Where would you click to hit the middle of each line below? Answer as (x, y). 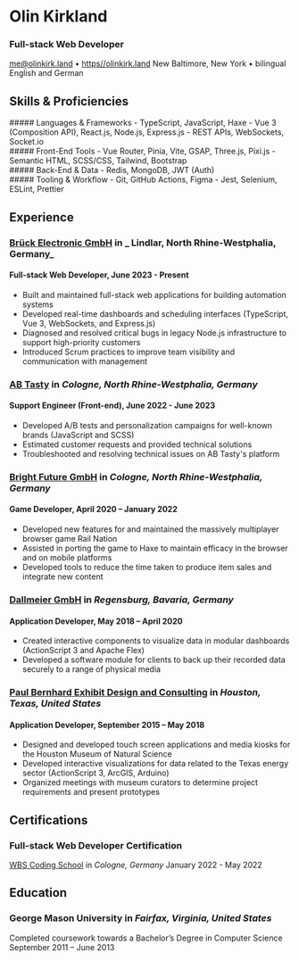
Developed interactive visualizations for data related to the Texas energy (155, 764)
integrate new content (63, 576)
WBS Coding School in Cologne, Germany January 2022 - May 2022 (136, 865)
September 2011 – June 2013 (62, 947)
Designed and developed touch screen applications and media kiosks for (156, 745)
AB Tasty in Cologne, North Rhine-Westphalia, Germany (134, 384)
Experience (42, 217)
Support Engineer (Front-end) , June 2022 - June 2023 (112, 406)
